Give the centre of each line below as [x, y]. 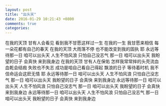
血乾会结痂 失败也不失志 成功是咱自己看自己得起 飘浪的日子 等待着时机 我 [80, 68]
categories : [17, 28]
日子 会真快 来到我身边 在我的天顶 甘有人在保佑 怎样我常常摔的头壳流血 [86, 61]
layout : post [19, 10]
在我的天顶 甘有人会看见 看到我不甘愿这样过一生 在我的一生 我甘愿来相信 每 [82, 43]
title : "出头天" [21, 14]
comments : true [21, 24]
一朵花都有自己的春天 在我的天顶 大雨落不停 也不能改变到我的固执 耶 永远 [80, 49]
